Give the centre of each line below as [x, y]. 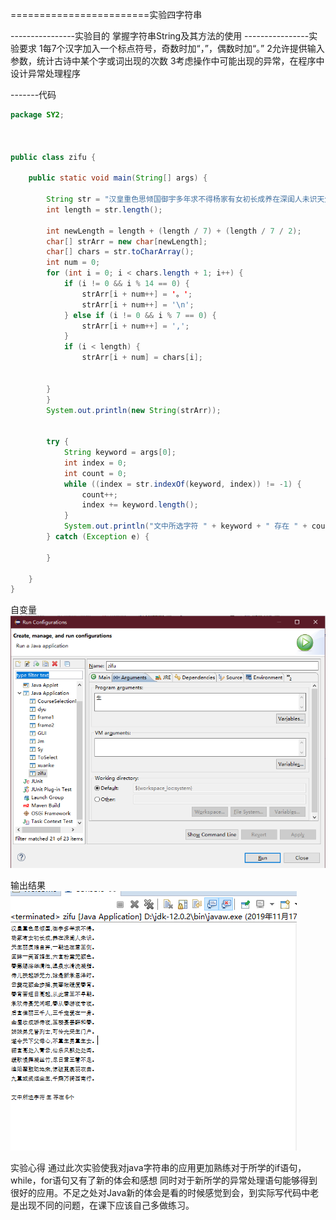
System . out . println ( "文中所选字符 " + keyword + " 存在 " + [185, 526]
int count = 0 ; [95, 473]
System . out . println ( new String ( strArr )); [134, 410]
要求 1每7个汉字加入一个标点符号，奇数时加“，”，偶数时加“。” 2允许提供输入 [171, 48]
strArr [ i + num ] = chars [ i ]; [142, 358]
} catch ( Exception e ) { [98, 537]
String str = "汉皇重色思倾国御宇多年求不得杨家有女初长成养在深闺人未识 [182, 199]
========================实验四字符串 [106, 14]
